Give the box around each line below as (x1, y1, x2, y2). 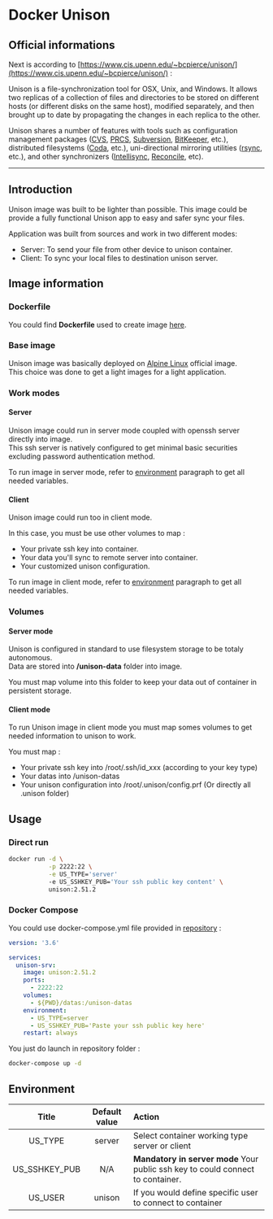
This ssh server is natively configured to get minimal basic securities (8, 442, 238, 452)
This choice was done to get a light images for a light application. (8, 367, 227, 377)
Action (132, 1112, 160, 1122)
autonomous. (8, 653, 53, 663)
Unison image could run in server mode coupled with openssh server (8, 425, 240, 435)
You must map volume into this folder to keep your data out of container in (8, 677, 258, 687)
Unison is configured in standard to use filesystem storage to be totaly (8, 644, 244, 654)
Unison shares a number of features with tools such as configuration (8, 126, 238, 135)
